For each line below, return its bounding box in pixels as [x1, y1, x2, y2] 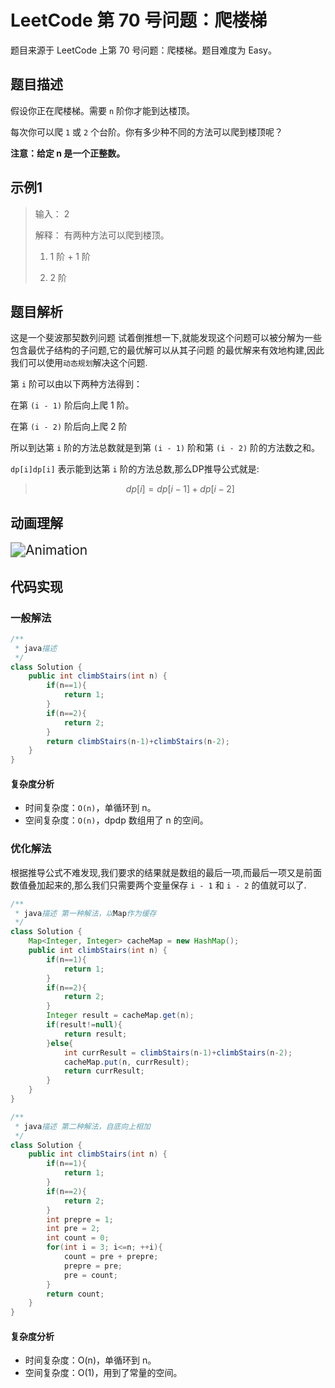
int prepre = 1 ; [46, 1214, 114, 1225]
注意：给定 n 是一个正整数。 [10, 147, 126, 159]
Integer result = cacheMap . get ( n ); [46, 1011, 195, 1021]
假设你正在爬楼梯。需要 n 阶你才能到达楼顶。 [10, 104, 196, 116]
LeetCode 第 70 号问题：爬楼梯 [10, 9, 268, 32]
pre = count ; [63, 1270, 118, 1280]
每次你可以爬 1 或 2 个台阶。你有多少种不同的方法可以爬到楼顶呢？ [10, 126, 284, 138]
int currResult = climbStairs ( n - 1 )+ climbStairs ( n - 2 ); [63, 1047, 293, 1058]
